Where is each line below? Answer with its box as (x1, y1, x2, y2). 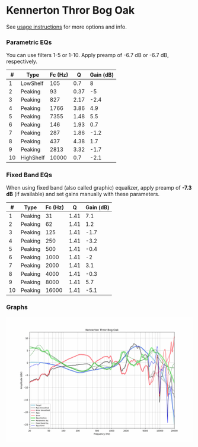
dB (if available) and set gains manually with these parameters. (6, 191, 160, 198)
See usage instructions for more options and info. (6, 23, 127, 30)
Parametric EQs (6, 38, 52, 46)
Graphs (6, 303, 28, 311)
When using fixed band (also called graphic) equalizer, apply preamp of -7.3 (6, 184, 192, 191)
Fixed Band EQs (6, 171, 52, 179)
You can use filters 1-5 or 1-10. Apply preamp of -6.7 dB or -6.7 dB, (6, 52, 169, 59)
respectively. (6, 58, 37, 65)
